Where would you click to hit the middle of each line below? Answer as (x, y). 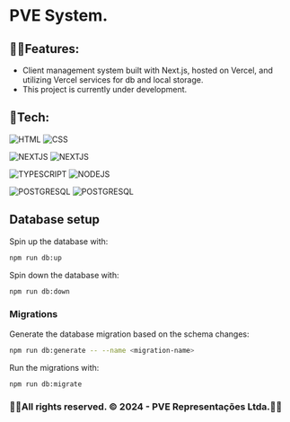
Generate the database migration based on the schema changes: (129, 334)
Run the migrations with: (54, 367)
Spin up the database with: (59, 241)
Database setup (55, 220)
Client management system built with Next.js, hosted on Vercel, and (148, 70)
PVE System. (59, 16)
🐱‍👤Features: (44, 49)
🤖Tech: (30, 118)
